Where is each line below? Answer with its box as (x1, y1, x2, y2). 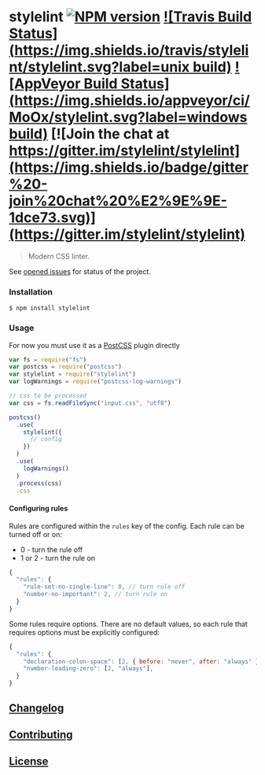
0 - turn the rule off (20, 544, 83, 554)
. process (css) (16, 479, 62, 488)
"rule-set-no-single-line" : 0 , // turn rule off (23, 583, 186, 591)
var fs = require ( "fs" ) (9, 355, 87, 364)
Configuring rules (9, 504, 68, 513)
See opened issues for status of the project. (9, 266, 152, 276)
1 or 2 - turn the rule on (20, 553, 96, 562)
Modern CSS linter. (28, 251, 90, 261)
